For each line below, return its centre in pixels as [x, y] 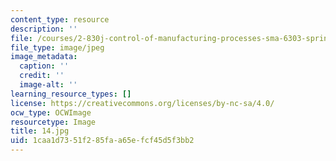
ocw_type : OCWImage [51, 112]
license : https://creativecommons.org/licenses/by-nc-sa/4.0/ [142, 103]
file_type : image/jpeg [57, 47]
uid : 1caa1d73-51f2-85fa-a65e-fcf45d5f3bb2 [102, 141]
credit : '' [42, 76]
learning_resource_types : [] [71, 94]
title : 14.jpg [40, 131]
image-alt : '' [48, 85]
